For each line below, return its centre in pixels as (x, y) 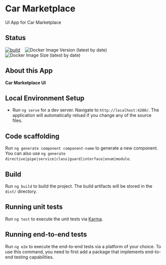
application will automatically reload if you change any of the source (82, 115)
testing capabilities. (34, 257)
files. (17, 121)
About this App (29, 71)
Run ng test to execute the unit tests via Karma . (54, 219)
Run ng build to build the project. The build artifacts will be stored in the (79, 186)
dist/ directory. (21, 191)
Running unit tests (34, 207)
